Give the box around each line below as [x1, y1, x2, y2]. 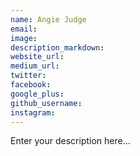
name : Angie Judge [10, 14, 87, 25]
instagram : [10, 107, 56, 118]
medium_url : [10, 61, 60, 71]
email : [10, 24, 38, 34]
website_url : [10, 52, 65, 62]
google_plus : [10, 89, 65, 99]
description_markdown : [10, 42, 105, 53]
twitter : [10, 71, 47, 81]
